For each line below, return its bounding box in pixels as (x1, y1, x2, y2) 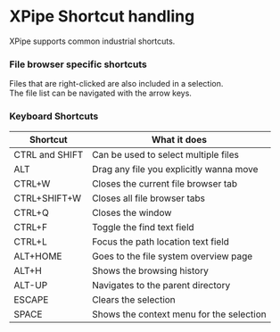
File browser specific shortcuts (9, 58, 147, 71)
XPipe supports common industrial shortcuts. (9, 36, 176, 46)
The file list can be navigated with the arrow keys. (9, 87, 192, 99)
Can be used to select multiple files (92, 148, 239, 161)
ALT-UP (13, 278, 48, 291)
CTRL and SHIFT (13, 148, 84, 161)
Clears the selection (92, 293, 176, 305)
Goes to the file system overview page (92, 250, 253, 262)
